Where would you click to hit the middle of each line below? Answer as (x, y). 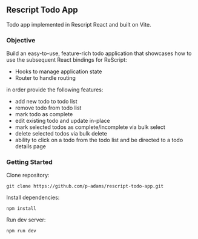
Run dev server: (26, 220)
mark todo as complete (44, 114)
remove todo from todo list (48, 108)
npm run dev (21, 231)
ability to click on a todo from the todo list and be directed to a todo (99, 140)
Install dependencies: (33, 198)
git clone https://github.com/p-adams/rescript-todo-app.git (85, 186)
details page (31, 146)
